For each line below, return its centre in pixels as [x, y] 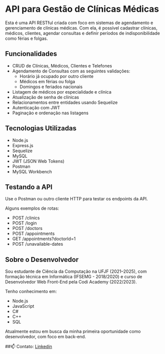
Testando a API [29, 187]
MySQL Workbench [32, 171]
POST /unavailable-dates [37, 244]
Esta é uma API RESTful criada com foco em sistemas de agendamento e [79, 23]
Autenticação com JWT [36, 107]
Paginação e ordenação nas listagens [50, 113]
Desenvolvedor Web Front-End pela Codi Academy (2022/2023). [71, 282]
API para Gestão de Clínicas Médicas [82, 9]
